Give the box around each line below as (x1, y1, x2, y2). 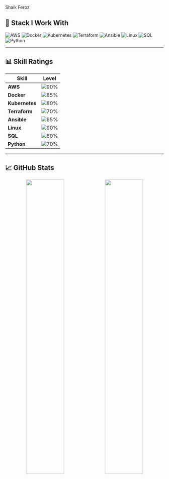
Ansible (8, 116, 27, 123)
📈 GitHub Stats (5, 163, 54, 172)
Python (8, 140, 26, 147)
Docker (8, 91, 26, 99)
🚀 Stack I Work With (5, 19, 69, 27)
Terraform (8, 108, 33, 115)
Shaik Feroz (5, 5, 30, 10)
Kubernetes (8, 100, 37, 107)
